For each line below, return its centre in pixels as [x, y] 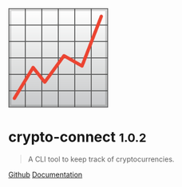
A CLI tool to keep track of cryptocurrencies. [101, 159]
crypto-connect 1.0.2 [77, 137]
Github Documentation [45, 174]
